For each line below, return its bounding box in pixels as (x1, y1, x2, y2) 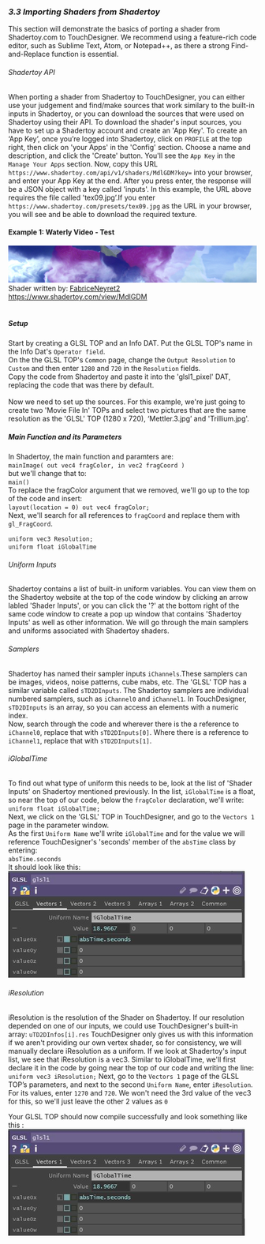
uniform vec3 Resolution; (8, 535, 93, 543)
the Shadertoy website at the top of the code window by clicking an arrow (8, 593, 248, 602)
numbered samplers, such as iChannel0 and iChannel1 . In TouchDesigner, (8, 694, 247, 703)
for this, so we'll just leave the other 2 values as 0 (8, 1096, 168, 1107)
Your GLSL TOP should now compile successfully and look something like (8, 1112, 248, 1122)
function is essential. (51, 50, 119, 59)
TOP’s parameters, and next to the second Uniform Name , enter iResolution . (8, 1080, 254, 1089)
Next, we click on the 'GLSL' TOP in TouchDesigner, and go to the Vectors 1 (8, 811, 255, 821)
